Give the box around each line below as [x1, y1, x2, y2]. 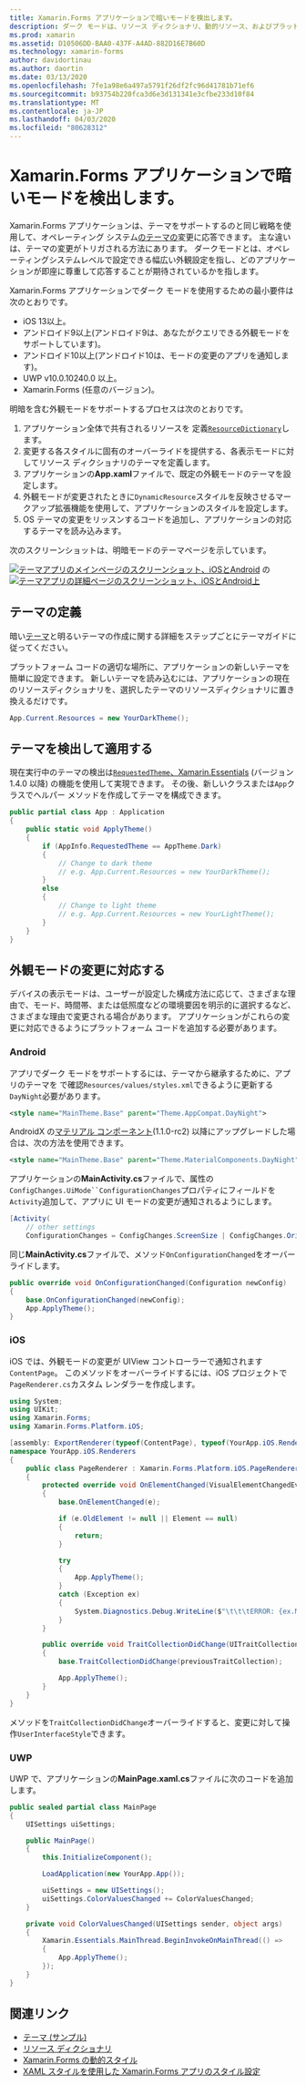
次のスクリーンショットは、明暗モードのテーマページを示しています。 [9, 544, 271, 556]
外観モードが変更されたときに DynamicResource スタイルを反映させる [22, 491, 276, 502]
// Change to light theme [57, 901, 157, 911]
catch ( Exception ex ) [57, 1590, 141, 1600]
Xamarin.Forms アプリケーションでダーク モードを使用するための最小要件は [9, 284, 294, 296]
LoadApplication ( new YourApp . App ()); [42, 1869, 185, 1879]
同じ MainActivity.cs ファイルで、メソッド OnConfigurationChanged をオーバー [9, 1249, 296, 1260]
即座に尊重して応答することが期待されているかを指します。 [40, 265, 264, 276]
